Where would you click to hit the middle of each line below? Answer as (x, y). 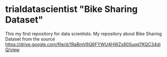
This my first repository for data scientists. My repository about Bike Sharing (83, 33)
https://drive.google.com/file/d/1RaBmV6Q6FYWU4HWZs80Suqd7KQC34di (83, 44)
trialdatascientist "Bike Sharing (72, 9)
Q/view (12, 49)
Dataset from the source (30, 39)
